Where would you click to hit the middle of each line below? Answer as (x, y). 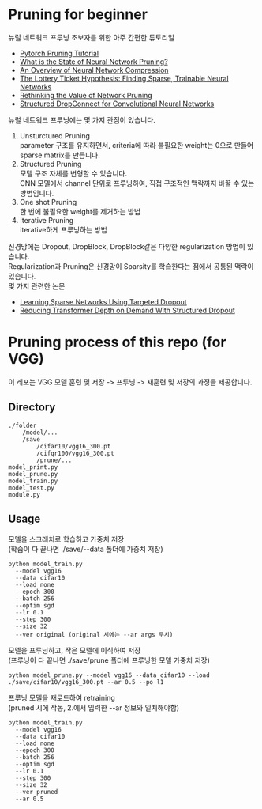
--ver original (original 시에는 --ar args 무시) (94, 634)
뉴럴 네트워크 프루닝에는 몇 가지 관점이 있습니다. (82, 119)
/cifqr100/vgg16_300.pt (75, 453)
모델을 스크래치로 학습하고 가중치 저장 (66, 539)
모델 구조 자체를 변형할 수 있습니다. (73, 173)
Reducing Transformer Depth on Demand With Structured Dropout (127, 310)
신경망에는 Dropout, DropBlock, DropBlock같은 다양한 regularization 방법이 (127, 246)
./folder (22, 425)
